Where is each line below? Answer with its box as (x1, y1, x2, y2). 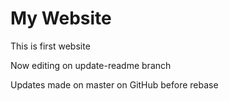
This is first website (10, 40, 91, 52)
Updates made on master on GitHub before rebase (10, 78, 219, 91)
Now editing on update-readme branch (10, 59, 172, 71)
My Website (10, 7, 112, 30)
